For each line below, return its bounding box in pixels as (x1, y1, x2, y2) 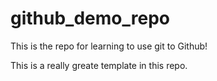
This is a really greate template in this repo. (10, 59, 188, 71)
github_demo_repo (10, 7, 170, 30)
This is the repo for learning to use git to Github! (10, 40, 208, 52)
